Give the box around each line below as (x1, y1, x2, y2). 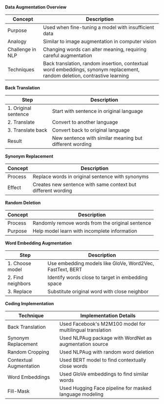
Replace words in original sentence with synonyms (32, 173, 149, 180)
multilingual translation (59, 327, 111, 333)
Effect (7, 184, 21, 191)
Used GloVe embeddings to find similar (59, 371, 149, 377)
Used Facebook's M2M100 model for (59, 320, 146, 327)
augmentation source (59, 341, 108, 347)
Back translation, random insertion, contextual (43, 60, 149, 67)
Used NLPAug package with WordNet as (59, 335, 152, 341)
